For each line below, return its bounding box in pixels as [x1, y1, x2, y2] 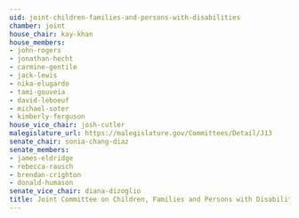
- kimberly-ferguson [9, 112, 86, 121]
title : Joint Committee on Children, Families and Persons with [9, 195, 253, 205]
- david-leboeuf [9, 95, 69, 105]
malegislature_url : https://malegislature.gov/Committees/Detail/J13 [9, 129, 273, 138]
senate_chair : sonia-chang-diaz [9, 137, 129, 146]
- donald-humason [9, 179, 74, 188]
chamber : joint [9, 21, 66, 30]
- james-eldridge [9, 153, 74, 163]
